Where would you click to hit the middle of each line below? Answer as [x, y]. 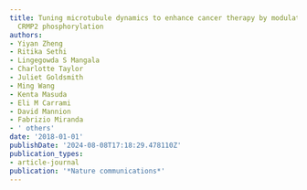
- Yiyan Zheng [37, 43]
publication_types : [47, 153]
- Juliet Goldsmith [47, 78]
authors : [26, 35]
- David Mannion [40, 111]
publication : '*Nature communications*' [88, 171]
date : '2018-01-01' [47, 137]
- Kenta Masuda [38, 94]
